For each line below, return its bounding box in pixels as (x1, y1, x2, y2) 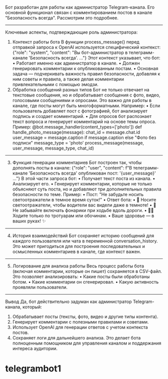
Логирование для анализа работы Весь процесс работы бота (12, 263, 144, 269)
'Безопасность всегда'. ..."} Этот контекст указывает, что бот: (28, 55, 160, 60)
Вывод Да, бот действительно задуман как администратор (5, 298, 132, 304)
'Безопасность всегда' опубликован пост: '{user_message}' (28, 170, 156, 176)
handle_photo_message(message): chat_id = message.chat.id (12, 129, 140, 135)
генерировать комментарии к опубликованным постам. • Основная (12, 65, 158, 71)
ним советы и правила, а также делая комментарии (12, 76, 124, 82)
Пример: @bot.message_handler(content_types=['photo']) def (12, 124, 142, 129)
